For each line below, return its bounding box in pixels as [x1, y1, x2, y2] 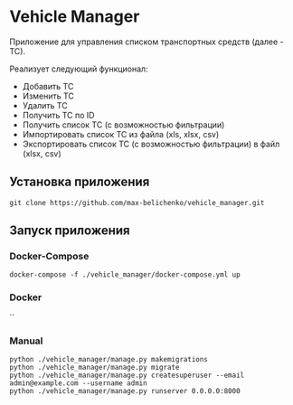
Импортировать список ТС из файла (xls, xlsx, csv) [22, 128, 220, 139]
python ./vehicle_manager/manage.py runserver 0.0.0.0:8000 [9, 387, 241, 396]
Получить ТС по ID [22, 109, 95, 120]
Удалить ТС [22, 99, 68, 110]
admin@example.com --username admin [9, 379, 147, 388]
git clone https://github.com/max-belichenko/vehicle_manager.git [9, 198, 265, 207]
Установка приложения [9, 174, 150, 190]
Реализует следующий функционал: [9, 63, 148, 74]
